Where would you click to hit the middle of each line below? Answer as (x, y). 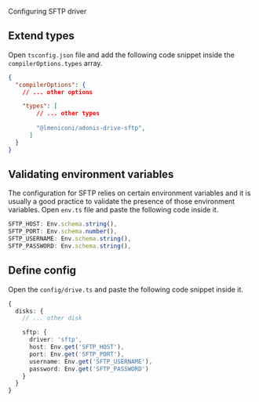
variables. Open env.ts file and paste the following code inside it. (113, 210)
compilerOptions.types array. (55, 63)
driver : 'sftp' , (55, 340)
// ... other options (57, 92)
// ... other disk (52, 318)
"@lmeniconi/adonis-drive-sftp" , (91, 129)
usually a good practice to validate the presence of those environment (122, 201)
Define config (42, 271)
